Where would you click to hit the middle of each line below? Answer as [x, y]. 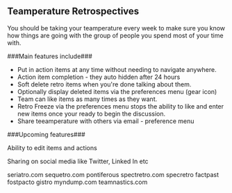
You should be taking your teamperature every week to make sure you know [116, 28]
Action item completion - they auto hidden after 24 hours [99, 77]
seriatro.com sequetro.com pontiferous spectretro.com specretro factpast [113, 174]
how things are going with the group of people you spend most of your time [115, 35]
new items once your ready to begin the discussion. [91, 113]
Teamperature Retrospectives [73, 11]
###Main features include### [50, 56]
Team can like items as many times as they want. [87, 99]
